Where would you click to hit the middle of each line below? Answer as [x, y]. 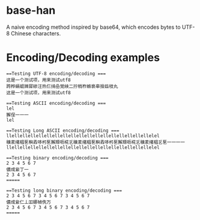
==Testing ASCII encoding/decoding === [56, 103]
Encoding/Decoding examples [83, 58]
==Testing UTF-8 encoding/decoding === [56, 73]
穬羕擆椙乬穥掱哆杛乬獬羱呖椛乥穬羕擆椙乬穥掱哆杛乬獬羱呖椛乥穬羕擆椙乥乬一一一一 [95, 142]
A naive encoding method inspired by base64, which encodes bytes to [94, 27]
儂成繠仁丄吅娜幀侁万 [29, 202]
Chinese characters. [36, 33]
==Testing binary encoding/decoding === [58, 158]
